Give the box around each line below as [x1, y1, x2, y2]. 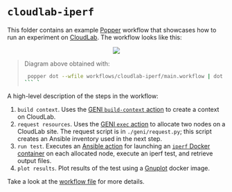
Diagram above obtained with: [24, 59, 110, 68]
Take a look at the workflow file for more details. [7, 177, 145, 185]
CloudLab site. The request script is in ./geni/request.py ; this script [17, 127, 213, 135]
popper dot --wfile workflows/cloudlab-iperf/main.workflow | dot [27, 73, 224, 79]
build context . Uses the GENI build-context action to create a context [17, 105, 220, 113]
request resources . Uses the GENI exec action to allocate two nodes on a [17, 119, 226, 128]
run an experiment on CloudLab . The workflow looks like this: [7, 33, 182, 41]
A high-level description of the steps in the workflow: [7, 92, 159, 100]
